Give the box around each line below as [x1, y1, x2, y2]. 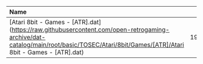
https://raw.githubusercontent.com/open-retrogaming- [11, 25, 170, 34]
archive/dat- [9, 33, 46, 41]
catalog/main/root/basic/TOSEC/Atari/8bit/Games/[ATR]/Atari [9, 40, 184, 49]
